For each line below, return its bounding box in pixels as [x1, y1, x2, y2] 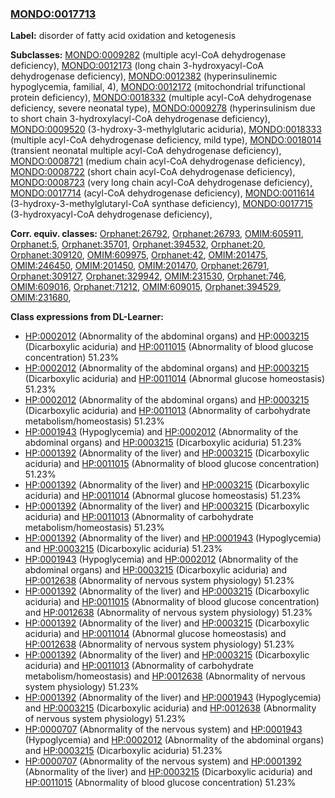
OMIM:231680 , [10, 292, 72, 304]
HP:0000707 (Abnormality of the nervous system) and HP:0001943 [24, 723, 303, 736]
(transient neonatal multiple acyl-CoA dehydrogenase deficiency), [10, 145, 282, 157]
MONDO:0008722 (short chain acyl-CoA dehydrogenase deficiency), [10, 166, 296, 178]
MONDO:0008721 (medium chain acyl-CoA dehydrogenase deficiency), [10, 155, 306, 167]
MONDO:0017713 [10, 7, 97, 21]
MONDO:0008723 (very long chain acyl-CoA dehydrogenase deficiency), [10, 177, 313, 189]
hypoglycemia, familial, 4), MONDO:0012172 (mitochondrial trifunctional [10, 81, 306, 93]
